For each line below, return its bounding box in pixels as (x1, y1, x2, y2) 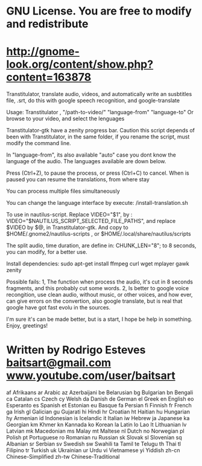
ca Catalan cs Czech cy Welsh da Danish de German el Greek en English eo (6, 395, 194, 403)
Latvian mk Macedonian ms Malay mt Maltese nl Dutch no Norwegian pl (6, 427, 185, 435)
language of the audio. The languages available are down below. (6, 158, 166, 165)
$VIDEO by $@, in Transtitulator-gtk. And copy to (6, 224, 128, 231)
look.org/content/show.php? (6, 57, 154, 71)
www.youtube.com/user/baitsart (6, 369, 176, 383)
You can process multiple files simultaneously (6, 187, 120, 195)
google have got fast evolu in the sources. (6, 304, 111, 311)
